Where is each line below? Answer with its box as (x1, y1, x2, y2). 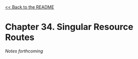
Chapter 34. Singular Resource (5, 22, 134, 32)
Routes (5, 32, 34, 43)
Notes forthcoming (5, 48, 43, 54)
